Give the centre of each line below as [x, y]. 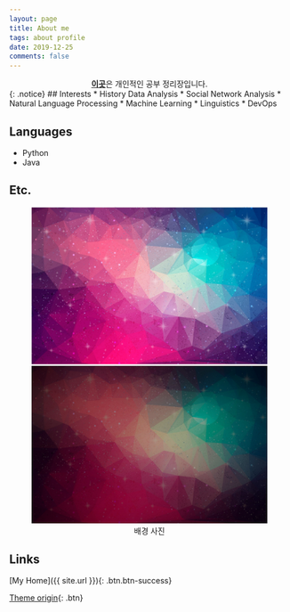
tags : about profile [48, 37]
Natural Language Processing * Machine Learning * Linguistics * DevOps [143, 103]
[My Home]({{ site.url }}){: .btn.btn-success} [91, 581]
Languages [41, 131]
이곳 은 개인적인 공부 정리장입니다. [149, 84]
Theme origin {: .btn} [46, 598]
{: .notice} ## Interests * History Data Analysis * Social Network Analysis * [145, 94]
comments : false [39, 57]
